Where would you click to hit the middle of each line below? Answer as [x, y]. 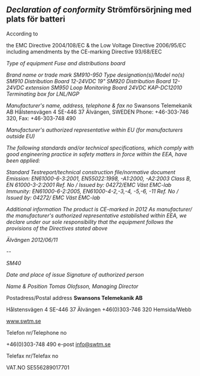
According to [22, 34]
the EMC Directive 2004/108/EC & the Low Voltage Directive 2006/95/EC [96, 45]
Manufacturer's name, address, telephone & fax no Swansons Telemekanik [99, 105]
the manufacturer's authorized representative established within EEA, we [96, 216]
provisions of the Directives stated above [57, 228]
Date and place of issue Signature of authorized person [75, 274]
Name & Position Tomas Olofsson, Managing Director [72, 286]
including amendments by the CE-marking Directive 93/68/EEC [84, 51]
